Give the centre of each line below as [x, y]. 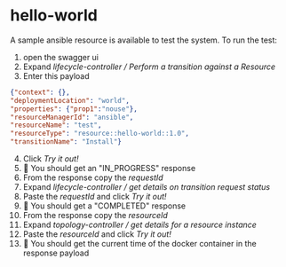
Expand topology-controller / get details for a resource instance [139, 225]
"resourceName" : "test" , [56, 125]
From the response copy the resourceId [95, 216]
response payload [56, 253]
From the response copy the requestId [93, 177]
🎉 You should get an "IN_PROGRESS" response [109, 169]
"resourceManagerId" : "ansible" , [72, 117]
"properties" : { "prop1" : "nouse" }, [74, 109]
